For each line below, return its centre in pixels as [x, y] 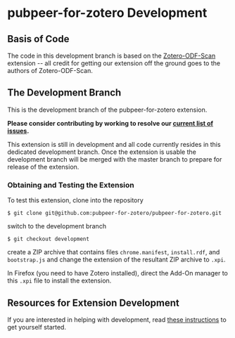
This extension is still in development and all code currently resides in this [114, 144]
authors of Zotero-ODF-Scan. [50, 71]
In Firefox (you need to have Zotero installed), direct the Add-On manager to [118, 273]
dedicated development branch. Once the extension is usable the [102, 152]
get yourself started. [37, 327]
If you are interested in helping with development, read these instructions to [117, 319]
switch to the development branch [57, 226]
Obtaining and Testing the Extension [71, 185]
